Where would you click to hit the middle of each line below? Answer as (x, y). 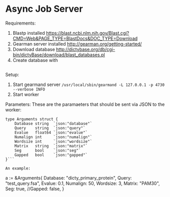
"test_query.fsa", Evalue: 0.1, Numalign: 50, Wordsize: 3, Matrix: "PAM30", (82, 183)
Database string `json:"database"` (54, 123)
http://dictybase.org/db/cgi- (86, 49)
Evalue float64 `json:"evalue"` (51, 133)
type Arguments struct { (32, 119)
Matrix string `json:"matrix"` (51, 146)
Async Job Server (44, 9)
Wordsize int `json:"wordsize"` (54, 141)
